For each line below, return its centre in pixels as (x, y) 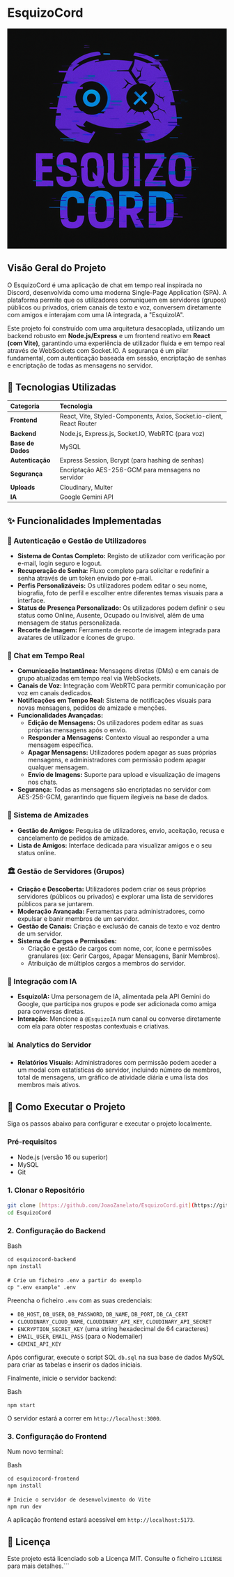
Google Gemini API (86, 497)
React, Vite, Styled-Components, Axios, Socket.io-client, (141, 416)
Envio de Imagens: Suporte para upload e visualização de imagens (124, 775)
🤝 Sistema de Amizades (48, 815)
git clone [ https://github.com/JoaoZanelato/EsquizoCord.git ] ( (101, 1205)
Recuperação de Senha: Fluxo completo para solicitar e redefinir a (113, 571)
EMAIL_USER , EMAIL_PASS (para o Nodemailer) (80, 1336)
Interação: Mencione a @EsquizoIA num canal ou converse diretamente (119, 1019)
